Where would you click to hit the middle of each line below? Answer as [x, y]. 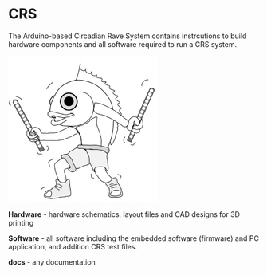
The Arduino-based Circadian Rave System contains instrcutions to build [128, 36]
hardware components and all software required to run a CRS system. [123, 44]
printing [21, 222]
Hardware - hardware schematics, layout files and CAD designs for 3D [124, 214]
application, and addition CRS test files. [73, 246]
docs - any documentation [52, 262]
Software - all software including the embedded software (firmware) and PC [133, 238]
